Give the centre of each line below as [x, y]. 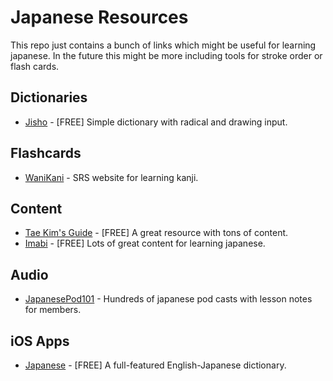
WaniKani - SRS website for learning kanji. [111, 177]
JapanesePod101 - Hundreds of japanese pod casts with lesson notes [168, 299]
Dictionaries [49, 97]
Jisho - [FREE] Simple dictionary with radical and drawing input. [156, 122]
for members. [53, 310]
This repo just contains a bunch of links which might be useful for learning [163, 45]
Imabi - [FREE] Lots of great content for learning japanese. [145, 243]
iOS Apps [40, 341]
